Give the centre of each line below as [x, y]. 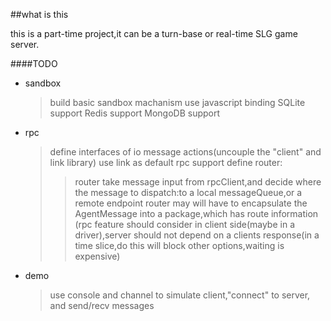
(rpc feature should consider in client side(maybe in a [184, 224]
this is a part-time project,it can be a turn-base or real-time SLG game [154, 33]
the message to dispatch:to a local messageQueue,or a [188, 192]
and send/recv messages [102, 305]
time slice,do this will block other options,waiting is [179, 245]
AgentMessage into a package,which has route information [196, 213]
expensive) [97, 256]
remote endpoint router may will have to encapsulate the [191, 203]
